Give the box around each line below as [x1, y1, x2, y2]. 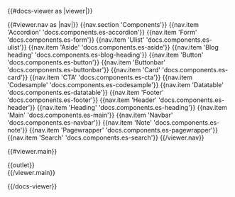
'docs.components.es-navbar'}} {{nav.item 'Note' [7, 118, 153, 127]
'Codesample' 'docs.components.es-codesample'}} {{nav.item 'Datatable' [7, 81, 224, 89]
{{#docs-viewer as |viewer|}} [7, 7, 93, 15]
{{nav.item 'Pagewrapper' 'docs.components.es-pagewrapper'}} [29, 126, 219, 134]
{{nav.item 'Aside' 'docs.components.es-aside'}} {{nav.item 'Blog [28, 43, 219, 51]
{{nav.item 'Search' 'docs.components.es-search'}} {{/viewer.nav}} [7, 133, 204, 142]
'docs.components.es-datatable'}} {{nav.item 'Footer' [7, 89, 165, 96]
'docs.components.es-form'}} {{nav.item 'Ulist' [7, 35, 145, 44]
